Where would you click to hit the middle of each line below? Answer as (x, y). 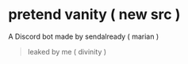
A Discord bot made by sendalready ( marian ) (84, 36)
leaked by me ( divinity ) (67, 51)
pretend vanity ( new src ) (94, 15)
